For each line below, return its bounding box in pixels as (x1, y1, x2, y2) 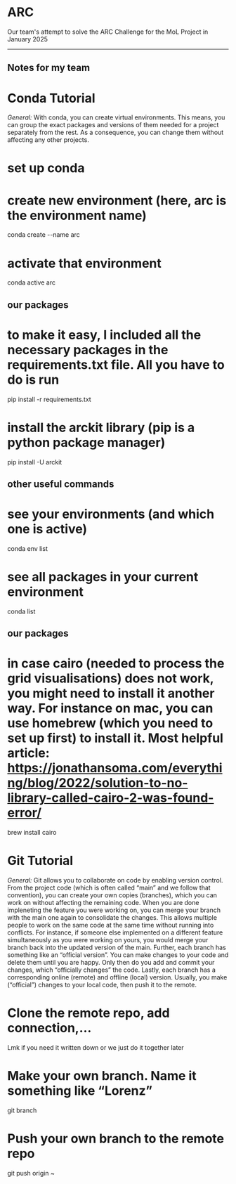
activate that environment (7, 255, 162, 271)
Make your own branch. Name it (7, 1068, 197, 1084)
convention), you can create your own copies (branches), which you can (7, 891, 218, 899)
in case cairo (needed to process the (7, 656, 225, 672)
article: (7, 746, 51, 761)
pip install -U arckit (7, 457, 63, 466)
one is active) (7, 521, 88, 538)
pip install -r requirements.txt (7, 395, 91, 403)
